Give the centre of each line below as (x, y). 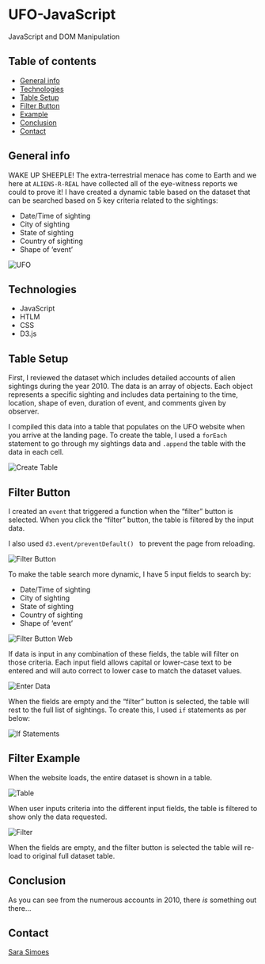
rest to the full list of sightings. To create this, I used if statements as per (127, 710)
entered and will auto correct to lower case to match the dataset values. (125, 671)
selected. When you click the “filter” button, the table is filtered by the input (131, 520)
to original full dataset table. (70, 855)
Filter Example (44, 758)
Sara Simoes (29, 952)
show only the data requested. (58, 817)
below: (19, 718)
